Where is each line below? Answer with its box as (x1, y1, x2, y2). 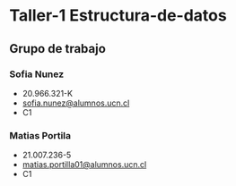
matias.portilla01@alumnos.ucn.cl (22, 159, 147, 170)
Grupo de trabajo (9, 41, 106, 56)
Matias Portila (9, 129, 72, 141)
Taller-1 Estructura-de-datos (9, 5, 227, 26)
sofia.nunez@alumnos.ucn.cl (22, 97, 130, 108)
